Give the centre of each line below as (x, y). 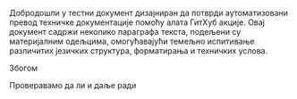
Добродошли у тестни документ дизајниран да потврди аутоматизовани (149, 13)
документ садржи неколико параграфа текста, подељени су (125, 32)
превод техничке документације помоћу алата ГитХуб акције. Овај (137, 22)
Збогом (24, 68)
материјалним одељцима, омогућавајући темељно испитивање (132, 41)
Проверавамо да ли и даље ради (73, 85)
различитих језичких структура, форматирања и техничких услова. (139, 51)
